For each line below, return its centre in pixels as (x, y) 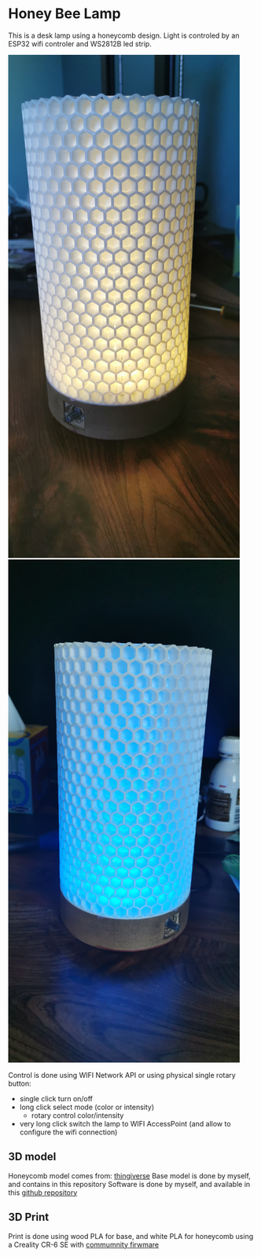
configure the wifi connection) (68, 1132)
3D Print (29, 1217)
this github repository (43, 1193)
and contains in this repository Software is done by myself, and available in (129, 1184)
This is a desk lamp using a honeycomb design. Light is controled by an (124, 35)
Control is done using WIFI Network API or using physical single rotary (122, 1075)
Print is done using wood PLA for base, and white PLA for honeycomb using (131, 1236)
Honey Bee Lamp (64, 14)
